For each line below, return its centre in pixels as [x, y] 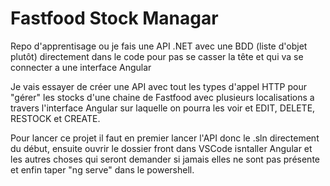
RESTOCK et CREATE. [55, 118]
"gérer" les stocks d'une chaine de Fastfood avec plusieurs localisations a [162, 97]
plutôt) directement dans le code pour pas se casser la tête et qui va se [157, 56]
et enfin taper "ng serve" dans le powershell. [102, 169]
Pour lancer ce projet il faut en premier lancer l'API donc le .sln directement [165, 138]
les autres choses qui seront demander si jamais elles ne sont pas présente [165, 159]
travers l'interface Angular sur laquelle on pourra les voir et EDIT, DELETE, [163, 108]
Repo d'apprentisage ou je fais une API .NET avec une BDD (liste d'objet [159, 46]
